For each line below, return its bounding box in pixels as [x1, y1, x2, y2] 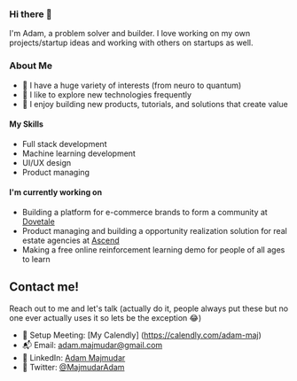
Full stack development [21, 138, 107, 149]
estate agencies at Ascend [21, 235, 120, 245]
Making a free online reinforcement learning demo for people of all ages [21, 245, 285, 255]
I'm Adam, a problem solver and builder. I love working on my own [9, 28, 251, 39]
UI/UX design [21, 157, 72, 167]
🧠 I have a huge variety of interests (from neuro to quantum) [21, 80, 242, 90]
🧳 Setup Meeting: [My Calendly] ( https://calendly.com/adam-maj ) [21, 330, 262, 340]
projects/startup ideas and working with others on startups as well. [9, 37, 254, 48]
